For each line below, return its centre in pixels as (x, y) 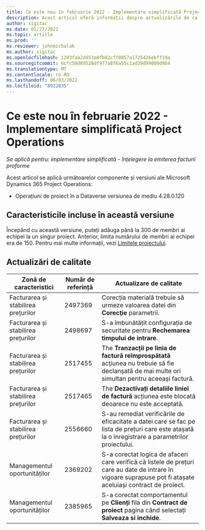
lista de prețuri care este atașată (148, 429)
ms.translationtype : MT (37, 69)
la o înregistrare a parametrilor (145, 436)
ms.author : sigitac (31, 52)
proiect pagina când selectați (144, 510)
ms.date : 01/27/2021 (33, 29)
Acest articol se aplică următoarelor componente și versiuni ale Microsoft (98, 177)
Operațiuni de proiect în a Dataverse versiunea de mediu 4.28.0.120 (100, 196)
